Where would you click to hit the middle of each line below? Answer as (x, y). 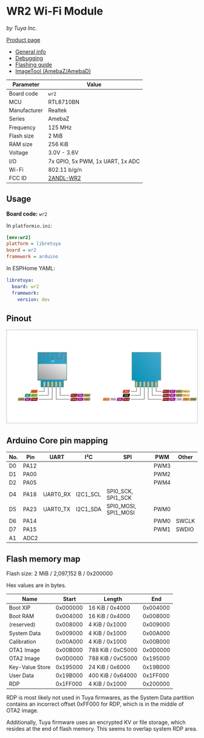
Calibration (22, 641)
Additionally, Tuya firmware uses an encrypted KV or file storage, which (96, 722)
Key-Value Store (30, 667)
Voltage (19, 153)
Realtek (58, 110)
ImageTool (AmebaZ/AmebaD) (53, 71)
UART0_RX (57, 494)
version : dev (34, 300)
